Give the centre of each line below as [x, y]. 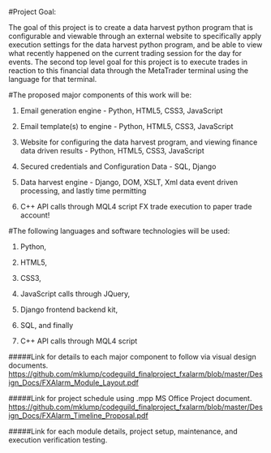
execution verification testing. [58, 440]
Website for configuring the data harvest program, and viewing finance [139, 142]
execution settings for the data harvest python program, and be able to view [135, 45]
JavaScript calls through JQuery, [75, 294]
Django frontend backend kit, [69, 309]
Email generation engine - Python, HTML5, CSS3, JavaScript [121, 110]
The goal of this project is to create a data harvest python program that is [131, 27]
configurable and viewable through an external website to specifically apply [135, 36]
